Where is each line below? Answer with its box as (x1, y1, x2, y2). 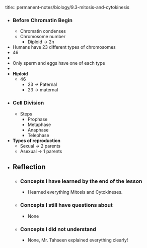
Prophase (27, 116, 48, 122)
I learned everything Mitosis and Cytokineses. (27, 189, 123, 195)
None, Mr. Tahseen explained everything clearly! (27, 237, 128, 243)
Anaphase (27, 127, 49, 133)
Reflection (12, 163, 46, 171)
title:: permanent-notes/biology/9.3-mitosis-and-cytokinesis (5, 5, 130, 10)
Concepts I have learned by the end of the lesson (20, 178, 142, 185)
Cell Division (12, 99, 44, 106)
